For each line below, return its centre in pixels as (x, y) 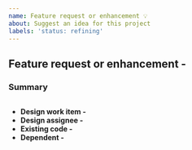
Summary (28, 87)
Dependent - (42, 138)
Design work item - (53, 112)
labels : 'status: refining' (56, 31)
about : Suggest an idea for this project (80, 24)
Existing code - (46, 129)
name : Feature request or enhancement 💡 (78, 16)
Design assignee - (52, 120)
